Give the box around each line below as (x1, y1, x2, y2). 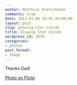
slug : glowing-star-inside (5, 25, 60, 30)
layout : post (5, 20, 31, 26)
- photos (5, 43, 23, 48)
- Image (5, 52, 21, 57)
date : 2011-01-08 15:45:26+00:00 (5, 16, 73, 21)
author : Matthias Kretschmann (5, 7, 66, 12)
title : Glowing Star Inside (5, 30, 62, 34)
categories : (5, 39, 29, 44)
